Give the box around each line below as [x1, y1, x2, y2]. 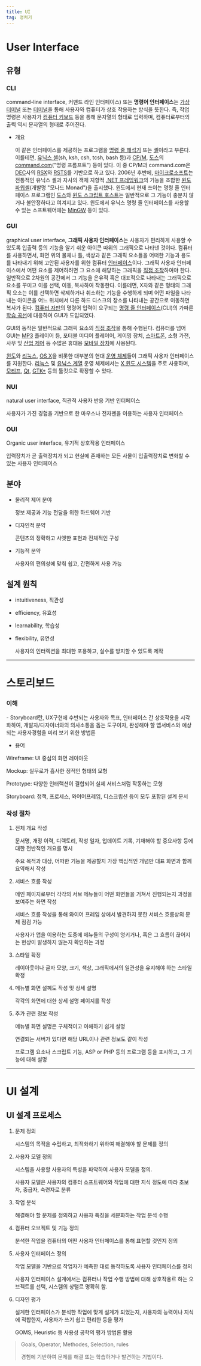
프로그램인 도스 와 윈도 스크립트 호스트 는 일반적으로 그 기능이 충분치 [31, 192, 188, 199]
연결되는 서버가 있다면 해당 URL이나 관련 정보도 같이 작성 [14, 1035, 148, 1043]
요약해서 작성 [14, 865, 46, 872]
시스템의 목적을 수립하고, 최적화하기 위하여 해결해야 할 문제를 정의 [14, 1140, 169, 1147]
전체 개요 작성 [14, 824, 47, 831]
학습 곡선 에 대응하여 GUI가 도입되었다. [6, 311, 96, 319]
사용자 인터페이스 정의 [14, 1249, 67, 1257]
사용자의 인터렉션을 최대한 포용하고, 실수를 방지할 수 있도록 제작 [14, 647, 163, 654]
